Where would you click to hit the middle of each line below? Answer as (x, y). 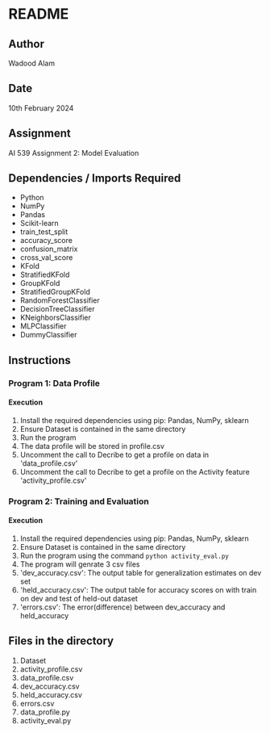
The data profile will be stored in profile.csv (92, 446)
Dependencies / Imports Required (95, 178)
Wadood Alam (31, 63)
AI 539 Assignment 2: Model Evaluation (74, 153)
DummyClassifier (49, 335)
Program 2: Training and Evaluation (79, 501)
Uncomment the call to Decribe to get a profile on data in (114, 454)
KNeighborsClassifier (55, 318)
